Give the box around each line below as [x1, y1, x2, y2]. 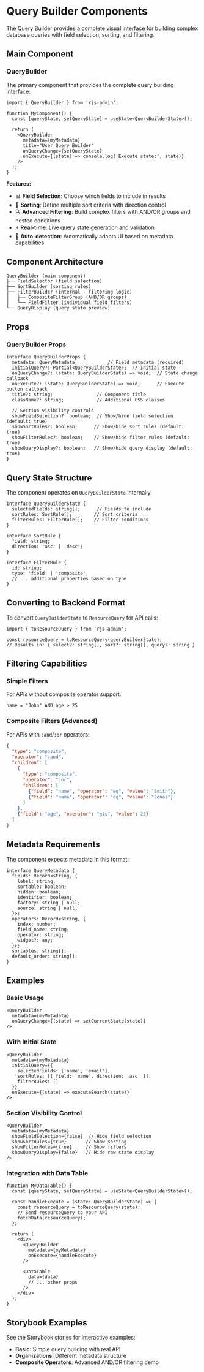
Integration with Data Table [6, 1169, 89, 1177]
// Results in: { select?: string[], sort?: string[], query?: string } [6, 642, 195, 648]
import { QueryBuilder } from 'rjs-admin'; [6, 99, 119, 105]
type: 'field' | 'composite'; [12, 570, 89, 577]
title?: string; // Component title [12, 392, 147, 398]
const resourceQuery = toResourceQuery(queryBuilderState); [6, 636, 163, 643]
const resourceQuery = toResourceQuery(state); [17, 1204, 140, 1211]
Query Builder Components [6, 4, 148, 18]
